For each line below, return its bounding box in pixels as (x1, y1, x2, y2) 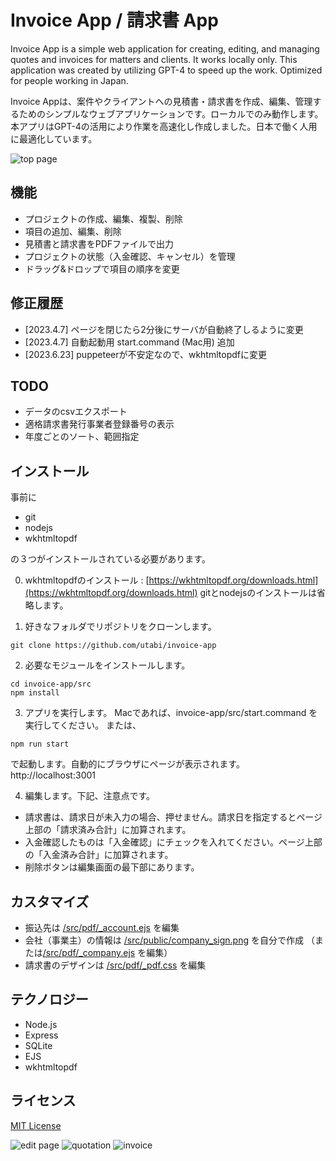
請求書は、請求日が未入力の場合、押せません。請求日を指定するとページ (24, 811, 323, 823)
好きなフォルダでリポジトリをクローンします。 (24, 621, 217, 633)
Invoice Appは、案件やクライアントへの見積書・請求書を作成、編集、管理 (10, 95, 313, 107)
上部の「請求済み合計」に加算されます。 (24, 824, 192, 836)
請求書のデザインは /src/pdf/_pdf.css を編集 (24, 959, 207, 971)
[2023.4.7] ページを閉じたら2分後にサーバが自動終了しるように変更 (24, 323, 304, 335)
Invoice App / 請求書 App (10, 9, 219, 32)
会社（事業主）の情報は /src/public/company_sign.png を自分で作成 (24, 934, 304, 946)
